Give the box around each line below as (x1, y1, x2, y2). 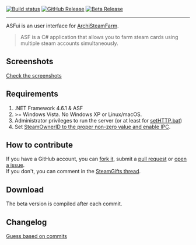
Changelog (6, 217, 47, 227)
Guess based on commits (6, 233, 67, 240)
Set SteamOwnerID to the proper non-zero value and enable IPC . (14, 123, 171, 130)
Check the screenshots (6, 72, 62, 79)
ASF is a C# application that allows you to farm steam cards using (20, 34, 178, 40)
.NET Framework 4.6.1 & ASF (14, 104, 83, 111)
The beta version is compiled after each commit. (6, 200, 123, 207)
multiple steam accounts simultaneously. (20, 40, 118, 47)
